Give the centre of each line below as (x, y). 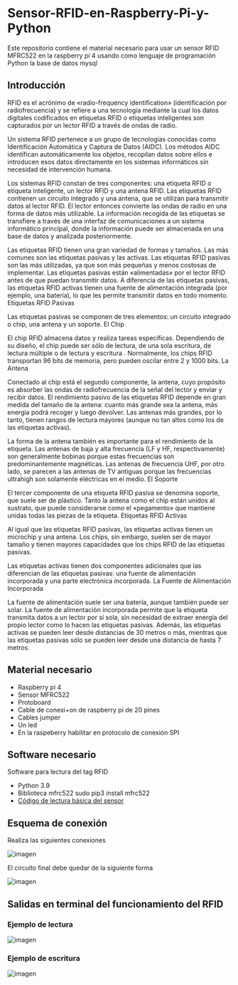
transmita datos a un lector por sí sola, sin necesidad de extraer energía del (118, 617)
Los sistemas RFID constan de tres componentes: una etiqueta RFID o (109, 183)
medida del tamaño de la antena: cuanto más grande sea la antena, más (113, 404)
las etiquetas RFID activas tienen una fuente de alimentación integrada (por (118, 288)
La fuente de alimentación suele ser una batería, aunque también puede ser (118, 602)
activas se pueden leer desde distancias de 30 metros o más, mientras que (117, 632)
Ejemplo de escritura (44, 958)
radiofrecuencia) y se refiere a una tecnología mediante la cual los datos (113, 110)
